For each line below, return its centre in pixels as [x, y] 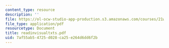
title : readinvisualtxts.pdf [36, 33]
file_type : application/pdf [35, 24]
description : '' [22, 14]
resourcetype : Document [30, 28]
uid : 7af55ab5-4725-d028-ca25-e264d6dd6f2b [52, 38]
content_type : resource [30, 10]
